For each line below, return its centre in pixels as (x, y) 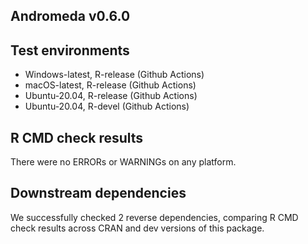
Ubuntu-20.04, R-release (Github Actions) (111, 96)
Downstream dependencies (98, 193)
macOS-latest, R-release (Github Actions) (110, 85)
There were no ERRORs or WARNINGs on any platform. (123, 162)
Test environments (70, 50)
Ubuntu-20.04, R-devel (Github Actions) (107, 106)
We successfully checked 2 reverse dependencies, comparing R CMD (154, 217)
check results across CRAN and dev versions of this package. (137, 228)
